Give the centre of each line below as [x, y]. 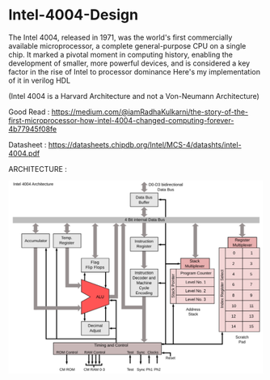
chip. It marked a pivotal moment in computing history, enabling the [120, 54]
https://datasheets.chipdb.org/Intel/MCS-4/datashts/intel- [145, 144]
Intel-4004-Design [74, 15]
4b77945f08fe [33, 129]
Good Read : [29, 112]
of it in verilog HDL [40, 80]
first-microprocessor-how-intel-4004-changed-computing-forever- [121, 120]
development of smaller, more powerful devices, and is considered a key [129, 63]
